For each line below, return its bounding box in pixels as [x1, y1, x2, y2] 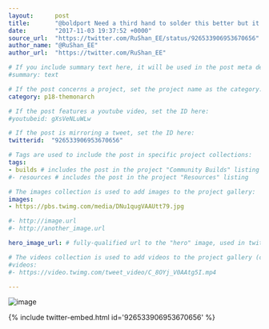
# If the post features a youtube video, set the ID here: [8, 107, 210, 115]
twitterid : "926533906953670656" [8, 137, 124, 145]
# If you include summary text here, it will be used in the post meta [8, 63, 252, 72]
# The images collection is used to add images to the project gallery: [8, 187, 256, 196]
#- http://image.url [8, 217, 78, 225]
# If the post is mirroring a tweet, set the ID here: [8, 129, 195, 137]
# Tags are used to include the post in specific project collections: [8, 151, 252, 159]
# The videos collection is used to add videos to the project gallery [8, 253, 252, 261]
